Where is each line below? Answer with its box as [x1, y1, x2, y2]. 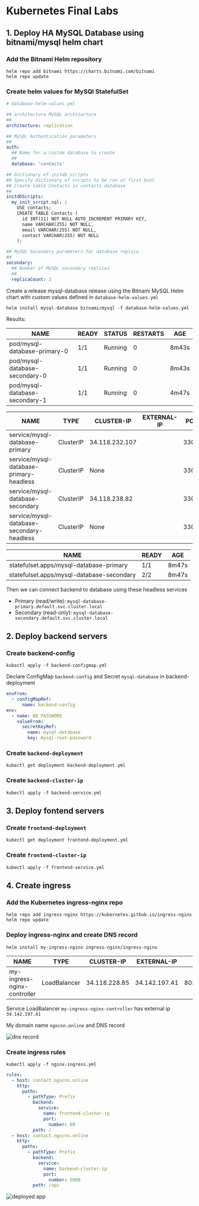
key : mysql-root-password [27, 735, 92, 741]
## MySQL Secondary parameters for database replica [6, 248, 139, 255]
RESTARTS [133, 329, 165, 338]
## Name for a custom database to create [11, 150, 115, 156]
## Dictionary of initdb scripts [6, 171, 89, 178]
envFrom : [6, 691, 28, 697]
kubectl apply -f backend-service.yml [6, 789, 102, 796]
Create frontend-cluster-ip [6, 851, 87, 859]
